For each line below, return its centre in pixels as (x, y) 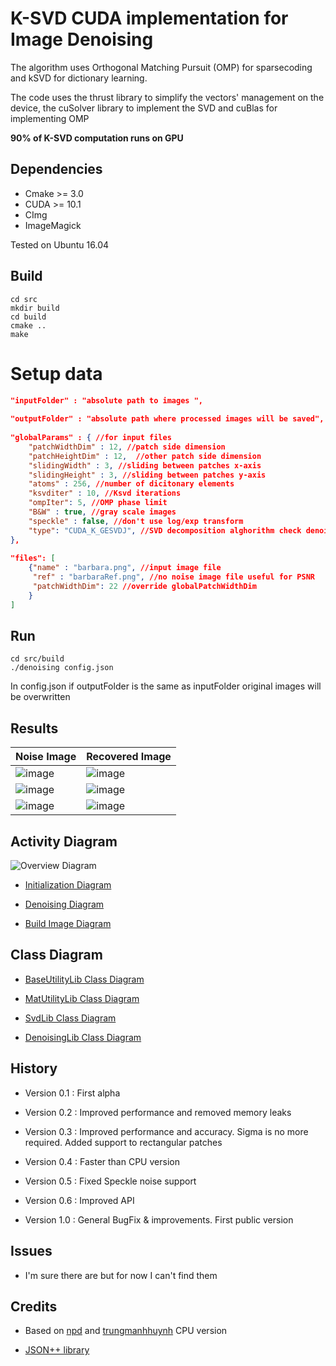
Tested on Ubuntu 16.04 (60, 244)
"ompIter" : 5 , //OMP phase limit (98, 503)
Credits (34, 1306)
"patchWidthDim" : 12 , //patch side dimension (127, 447)
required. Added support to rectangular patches (123, 1142)
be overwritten (40, 697)
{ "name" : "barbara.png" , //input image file (125, 568)
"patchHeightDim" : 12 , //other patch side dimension (145, 456)
